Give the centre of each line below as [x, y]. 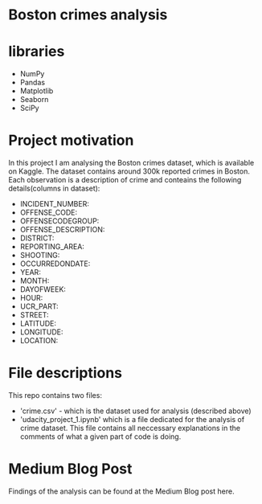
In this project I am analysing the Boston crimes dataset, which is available [131, 163]
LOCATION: [39, 341]
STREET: [35, 315]
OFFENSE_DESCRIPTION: [62, 230]
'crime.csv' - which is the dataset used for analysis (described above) [135, 411]
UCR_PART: [39, 306]
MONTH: [35, 281]
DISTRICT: [37, 238]
